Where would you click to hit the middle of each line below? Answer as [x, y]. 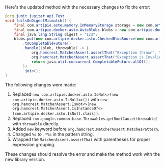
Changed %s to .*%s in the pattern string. [53, 134]
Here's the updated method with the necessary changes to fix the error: [78, 7]
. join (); [32, 71]
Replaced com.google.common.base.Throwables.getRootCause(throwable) [85, 119]
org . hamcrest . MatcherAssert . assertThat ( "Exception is [87, 57]
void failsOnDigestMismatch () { [38, 21]
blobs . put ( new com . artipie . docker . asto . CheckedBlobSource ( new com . [84, 39]
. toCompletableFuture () [47, 44]
